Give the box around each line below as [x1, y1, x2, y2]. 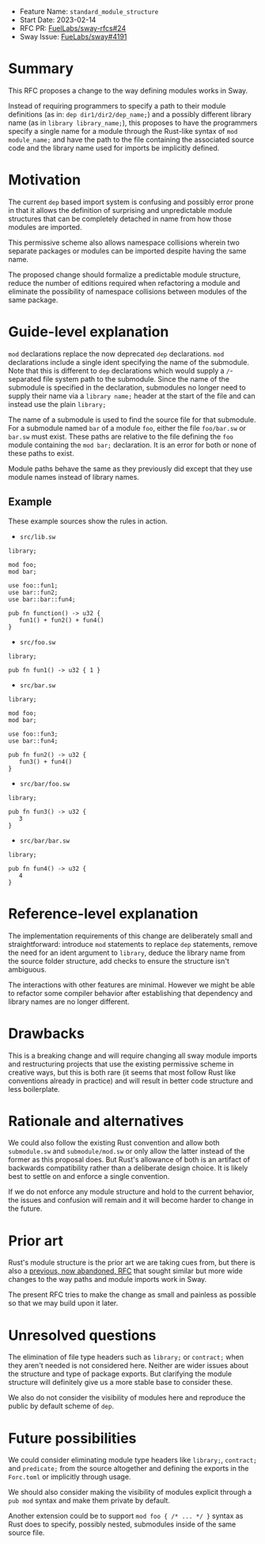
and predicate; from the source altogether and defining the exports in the [8, 1464, 249, 1474]
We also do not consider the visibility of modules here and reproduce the [8, 1393, 246, 1402]
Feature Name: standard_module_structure [19, 7, 159, 16]
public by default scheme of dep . [8, 1401, 115, 1411]
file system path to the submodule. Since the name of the [43, 374, 229, 383]
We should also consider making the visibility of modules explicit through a [8, 1488, 252, 1497]
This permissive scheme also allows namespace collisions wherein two [8, 238, 240, 247]
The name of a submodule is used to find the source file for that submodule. [8, 415, 256, 424]
